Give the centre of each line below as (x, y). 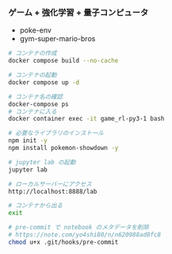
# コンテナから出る (36, 206)
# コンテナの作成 (32, 53)
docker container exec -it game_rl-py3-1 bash (86, 119)
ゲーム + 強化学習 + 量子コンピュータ (78, 12)
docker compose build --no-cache (63, 61)
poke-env (35, 30)
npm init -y (28, 140)
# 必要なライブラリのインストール (56, 133)
